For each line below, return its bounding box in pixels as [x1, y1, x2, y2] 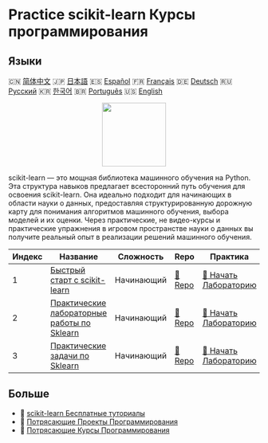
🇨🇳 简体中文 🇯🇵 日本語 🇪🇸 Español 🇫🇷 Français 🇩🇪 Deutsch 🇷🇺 [8, 76, 233, 85]
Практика [210, 251, 250, 262]
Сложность [117, 251, 164, 262]
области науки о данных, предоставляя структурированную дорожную [8, 198, 253, 208]
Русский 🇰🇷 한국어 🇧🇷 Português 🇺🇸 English [8, 86, 164, 96]
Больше [8, 387, 50, 401]
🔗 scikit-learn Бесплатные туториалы [19, 408, 146, 418]
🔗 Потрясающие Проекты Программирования [19, 417, 178, 426]
